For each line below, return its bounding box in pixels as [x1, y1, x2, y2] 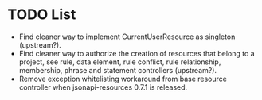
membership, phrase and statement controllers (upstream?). [18, 65, 217, 75]
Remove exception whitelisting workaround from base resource [18, 74, 228, 83]
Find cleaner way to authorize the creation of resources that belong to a [18, 48, 256, 58]
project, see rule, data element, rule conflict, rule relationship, [18, 57, 221, 67]
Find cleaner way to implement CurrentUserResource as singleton [18, 32, 236, 41]
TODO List [7, 6, 76, 24]
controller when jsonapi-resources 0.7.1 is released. [18, 82, 188, 92]
